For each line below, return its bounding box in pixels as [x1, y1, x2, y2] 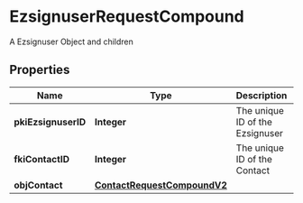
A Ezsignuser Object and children [9, 36, 133, 47]
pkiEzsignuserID [14, 115, 87, 128]
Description [235, 88, 288, 101]
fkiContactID [14, 152, 70, 165]
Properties [9, 62, 70, 78]
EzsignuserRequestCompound [9, 6, 245, 27]
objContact [14, 179, 63, 191]
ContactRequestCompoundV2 [94, 179, 228, 191]
